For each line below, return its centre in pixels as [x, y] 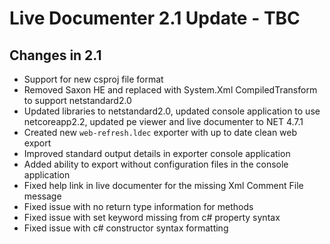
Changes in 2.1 [55, 55]
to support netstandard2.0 [77, 100]
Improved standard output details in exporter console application [157, 153]
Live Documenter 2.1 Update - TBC [155, 18]
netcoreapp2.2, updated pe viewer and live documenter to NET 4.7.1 [163, 121]
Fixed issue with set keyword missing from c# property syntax [152, 217]
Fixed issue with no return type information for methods [138, 206]
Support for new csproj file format [93, 79]
